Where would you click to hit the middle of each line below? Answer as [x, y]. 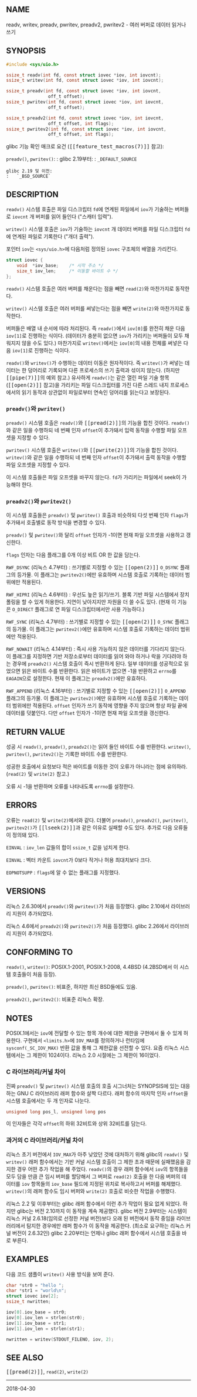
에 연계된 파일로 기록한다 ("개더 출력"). [50, 236]
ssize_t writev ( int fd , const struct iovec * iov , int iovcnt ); [85, 81]
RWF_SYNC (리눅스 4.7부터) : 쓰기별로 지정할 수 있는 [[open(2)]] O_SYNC [90, 622]
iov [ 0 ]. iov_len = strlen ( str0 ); [45, 1318]
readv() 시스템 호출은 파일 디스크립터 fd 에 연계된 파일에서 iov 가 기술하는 [90, 209]
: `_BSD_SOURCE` [28, 176]
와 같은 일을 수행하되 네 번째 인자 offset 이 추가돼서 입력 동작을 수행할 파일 [91, 430]
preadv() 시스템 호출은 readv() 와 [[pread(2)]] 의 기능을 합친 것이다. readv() [98, 422]
